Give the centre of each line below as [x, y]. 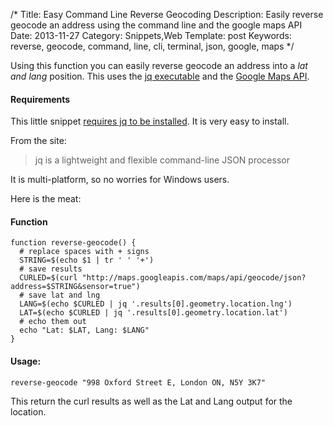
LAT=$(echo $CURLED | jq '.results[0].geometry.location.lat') [153, 313]
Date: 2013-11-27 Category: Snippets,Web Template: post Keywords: [151, 35]
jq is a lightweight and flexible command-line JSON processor [162, 160]
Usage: [26, 361]
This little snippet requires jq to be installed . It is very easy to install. [150, 121]
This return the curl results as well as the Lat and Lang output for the [151, 401]
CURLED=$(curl [48, 278]
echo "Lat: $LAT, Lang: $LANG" [84, 330]
